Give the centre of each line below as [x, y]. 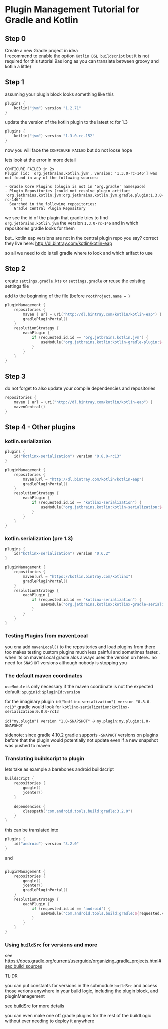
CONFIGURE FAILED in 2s [30, 169]
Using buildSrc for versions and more [51, 945]
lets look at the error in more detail [41, 160]
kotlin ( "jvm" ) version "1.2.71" [48, 108]
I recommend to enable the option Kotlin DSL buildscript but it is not [77, 56]
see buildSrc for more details [35, 1006]
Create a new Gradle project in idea [42, 50]
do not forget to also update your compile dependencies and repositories [80, 388]
